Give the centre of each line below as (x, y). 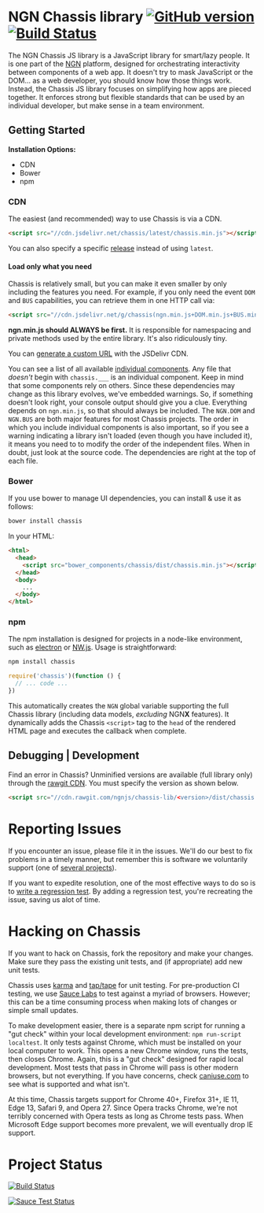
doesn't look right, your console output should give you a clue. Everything (128, 402)
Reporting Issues (65, 828)
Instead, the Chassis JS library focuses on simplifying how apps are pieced (130, 89)
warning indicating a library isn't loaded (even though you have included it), (130, 436)
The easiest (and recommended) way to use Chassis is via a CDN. (115, 219)
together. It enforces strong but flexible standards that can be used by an (126, 97)
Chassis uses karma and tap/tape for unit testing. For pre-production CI (124, 985)
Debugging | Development (74, 756)
